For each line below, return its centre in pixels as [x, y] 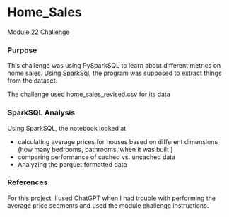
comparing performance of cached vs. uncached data [96, 157]
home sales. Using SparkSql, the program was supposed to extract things [114, 73]
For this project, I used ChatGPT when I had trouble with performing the [112, 198]
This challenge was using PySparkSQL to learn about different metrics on [114, 66]
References [28, 182]
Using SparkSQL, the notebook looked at [67, 128]
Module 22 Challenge [39, 32]
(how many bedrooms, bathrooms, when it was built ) [95, 149]
